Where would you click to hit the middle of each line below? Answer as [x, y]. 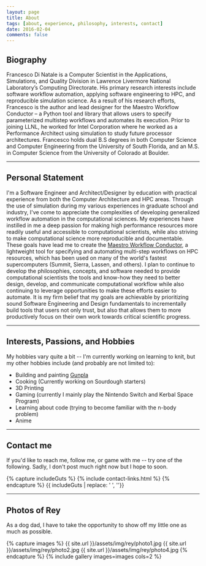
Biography [27, 60]
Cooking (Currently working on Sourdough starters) [80, 381]
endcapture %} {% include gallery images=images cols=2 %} [84, 557]
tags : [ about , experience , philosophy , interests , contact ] [85, 23]
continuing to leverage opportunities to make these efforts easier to [91, 290]
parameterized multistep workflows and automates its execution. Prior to [98, 120]
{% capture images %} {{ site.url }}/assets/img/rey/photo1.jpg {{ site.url [97, 543]
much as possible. [29, 532]
